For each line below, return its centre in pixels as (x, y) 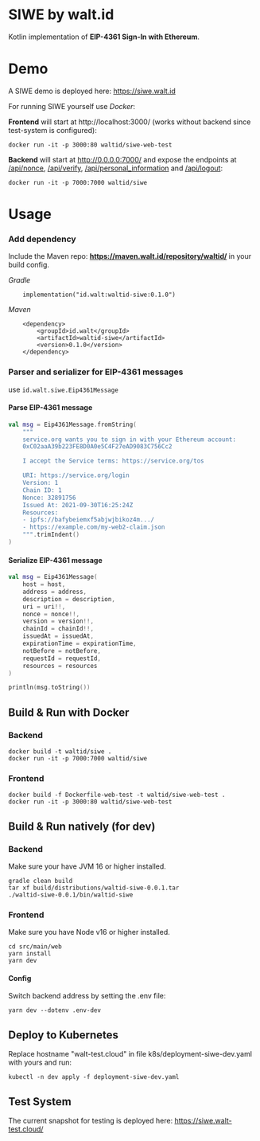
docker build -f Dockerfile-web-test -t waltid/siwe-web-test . (117, 795)
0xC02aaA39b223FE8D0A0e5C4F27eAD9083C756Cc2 (97, 447)
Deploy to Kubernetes (64, 1035)
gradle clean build (41, 881)
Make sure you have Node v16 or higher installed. (89, 932)
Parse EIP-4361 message (50, 408)
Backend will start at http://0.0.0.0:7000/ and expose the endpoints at (122, 159)
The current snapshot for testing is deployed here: (91, 1121)
